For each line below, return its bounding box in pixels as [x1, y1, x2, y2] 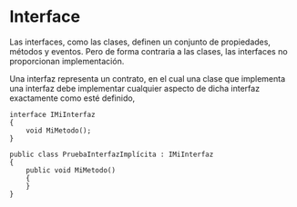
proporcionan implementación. [9, 55, 125, 66]
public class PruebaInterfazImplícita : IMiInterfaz [9, 150, 214, 159]
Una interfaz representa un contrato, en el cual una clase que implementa [9, 73, 286, 84]
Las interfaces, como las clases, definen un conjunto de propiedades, [9, 36, 271, 47]
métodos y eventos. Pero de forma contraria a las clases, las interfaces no [9, 45, 289, 56]
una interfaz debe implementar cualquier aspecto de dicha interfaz [9, 83, 261, 94]
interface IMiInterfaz [9, 110, 96, 119]
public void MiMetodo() [26, 165, 117, 174]
